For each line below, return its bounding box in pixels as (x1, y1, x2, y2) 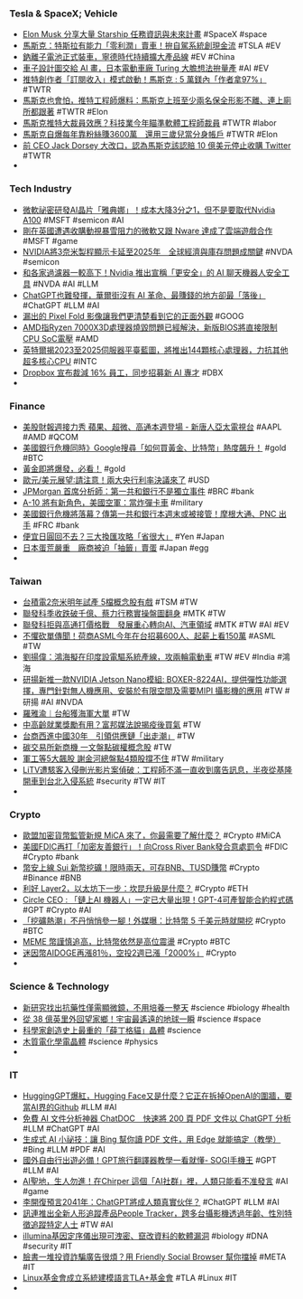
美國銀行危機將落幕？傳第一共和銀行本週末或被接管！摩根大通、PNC (22, 508, 277, 519)
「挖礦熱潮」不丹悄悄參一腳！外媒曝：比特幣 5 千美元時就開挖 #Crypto (22, 916, 286, 927)
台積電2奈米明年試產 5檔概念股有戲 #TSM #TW (22, 597, 198, 607)
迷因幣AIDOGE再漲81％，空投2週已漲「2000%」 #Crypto (22, 947, 237, 958)
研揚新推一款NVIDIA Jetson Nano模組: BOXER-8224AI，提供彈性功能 (22, 674, 280, 685)
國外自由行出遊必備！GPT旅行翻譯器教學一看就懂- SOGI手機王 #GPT (22, 1155, 277, 1166)
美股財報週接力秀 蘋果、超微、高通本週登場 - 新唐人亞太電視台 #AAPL (22, 421, 282, 432)
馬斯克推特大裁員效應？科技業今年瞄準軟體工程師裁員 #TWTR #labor (22, 118, 277, 128)
